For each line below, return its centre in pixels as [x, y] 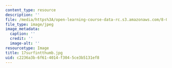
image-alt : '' [25, 43]
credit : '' [21, 39]
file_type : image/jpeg [29, 24]
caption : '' [23, 34]
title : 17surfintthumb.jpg [34, 53]
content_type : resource [31, 10]
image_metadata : [23, 29]
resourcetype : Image [27, 48]
